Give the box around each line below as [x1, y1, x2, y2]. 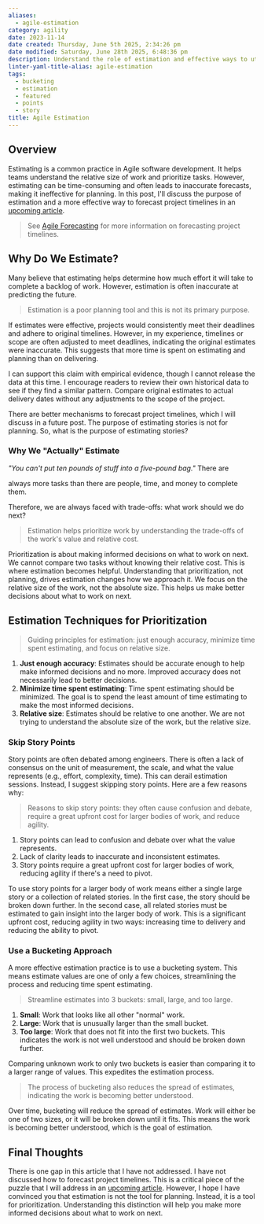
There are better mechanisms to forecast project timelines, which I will [8, 409, 236, 418]
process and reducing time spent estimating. [8, 980, 153, 990]
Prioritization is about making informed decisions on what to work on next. [8, 549, 249, 559]
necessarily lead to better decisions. [19, 675, 137, 684]
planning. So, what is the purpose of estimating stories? [8, 426, 189, 435]
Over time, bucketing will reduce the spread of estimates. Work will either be [8, 1106, 256, 1115]
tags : [8, 70, 26, 78]
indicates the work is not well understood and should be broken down [19, 1035, 246, 1045]
